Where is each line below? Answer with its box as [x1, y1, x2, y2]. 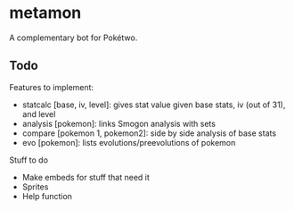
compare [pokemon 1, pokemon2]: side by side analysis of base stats [21, 128, 277, 139]
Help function [21, 190, 73, 201]
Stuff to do [9, 155, 49, 165]
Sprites [21, 181, 49, 192]
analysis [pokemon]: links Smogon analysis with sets [21, 118, 216, 129]
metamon [9, 3, 82, 23]
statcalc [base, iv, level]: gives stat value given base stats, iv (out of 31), [21, 99, 286, 110]
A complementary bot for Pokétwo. [9, 32, 138, 43]
